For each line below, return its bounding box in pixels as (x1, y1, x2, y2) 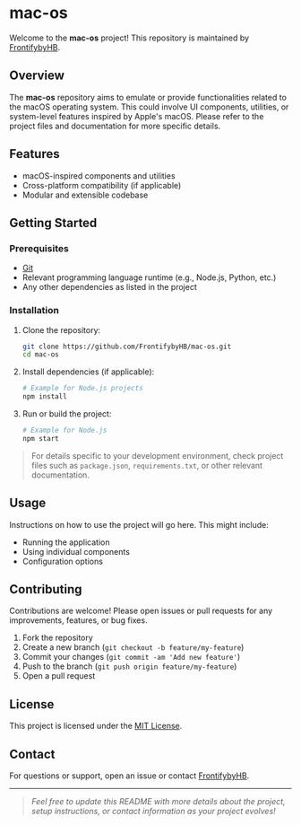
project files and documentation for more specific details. (9, 120, 221, 131)
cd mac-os (21, 350, 60, 359)
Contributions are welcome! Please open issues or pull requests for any (9, 605, 273, 617)
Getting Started (9, 215, 98, 231)
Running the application (21, 537, 110, 548)
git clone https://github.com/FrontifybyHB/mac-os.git (21, 342, 232, 351)
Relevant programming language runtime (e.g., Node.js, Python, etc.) (21, 272, 277, 283)
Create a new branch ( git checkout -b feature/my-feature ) (21, 642, 245, 653)
